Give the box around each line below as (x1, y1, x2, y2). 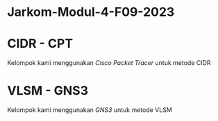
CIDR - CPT (7, 36, 74, 52)
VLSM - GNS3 (7, 83, 89, 99)
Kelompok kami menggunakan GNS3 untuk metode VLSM (7, 106, 172, 114)
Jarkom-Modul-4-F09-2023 (7, 4, 175, 20)
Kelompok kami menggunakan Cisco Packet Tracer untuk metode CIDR (7, 59, 211, 67)
